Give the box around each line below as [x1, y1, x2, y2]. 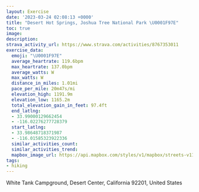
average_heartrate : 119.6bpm [11, 58, 84, 64]
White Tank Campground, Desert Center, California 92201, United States [6, 179, 182, 187]
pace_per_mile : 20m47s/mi [11, 86, 76, 92]
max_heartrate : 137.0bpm [11, 63, 73, 70]
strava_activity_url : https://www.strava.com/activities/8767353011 [6, 42, 179, 48]
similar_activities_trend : [11, 146, 78, 152]
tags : [6, 158, 20, 164]
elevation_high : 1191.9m [11, 91, 73, 97]
